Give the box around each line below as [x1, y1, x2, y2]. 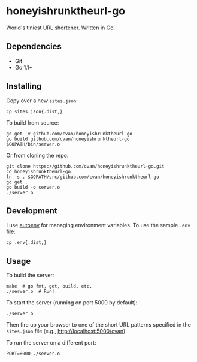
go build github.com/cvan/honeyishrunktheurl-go [6, 136, 130, 142]
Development [6, 206, 58, 216]
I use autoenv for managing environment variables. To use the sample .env [6, 222, 190, 229]
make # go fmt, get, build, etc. [6, 283, 93, 289]
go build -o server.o [6, 184, 60, 190]
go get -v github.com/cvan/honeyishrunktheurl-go [6, 131, 133, 137]
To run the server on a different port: [6, 339, 96, 346]
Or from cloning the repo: [6, 152, 69, 159]
